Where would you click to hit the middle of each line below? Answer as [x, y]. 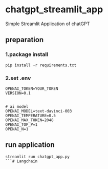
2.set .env [18, 78]
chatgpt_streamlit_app [54, 10]
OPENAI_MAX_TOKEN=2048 [29, 120]
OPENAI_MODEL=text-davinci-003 [39, 111]
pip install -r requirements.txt [41, 65]
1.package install [27, 54]
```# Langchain [21, 161]
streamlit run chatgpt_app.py [38, 157]
